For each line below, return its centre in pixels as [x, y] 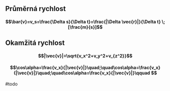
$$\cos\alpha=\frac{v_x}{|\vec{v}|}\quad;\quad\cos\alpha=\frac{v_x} [85, 67]
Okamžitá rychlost [35, 43]
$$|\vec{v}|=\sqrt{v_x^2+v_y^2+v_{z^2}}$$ [85, 56]
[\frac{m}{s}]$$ [85, 27]
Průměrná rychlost [36, 9]
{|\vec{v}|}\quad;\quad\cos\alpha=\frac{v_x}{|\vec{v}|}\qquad [82, 73]
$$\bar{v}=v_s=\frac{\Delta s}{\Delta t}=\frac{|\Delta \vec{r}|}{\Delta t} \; [85, 21]
